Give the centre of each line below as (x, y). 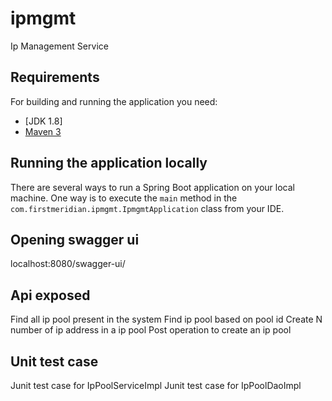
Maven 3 (43, 131)
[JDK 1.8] (43, 121)
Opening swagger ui (75, 239)
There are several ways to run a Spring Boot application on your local (152, 187)
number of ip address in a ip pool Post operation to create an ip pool (151, 330)
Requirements (55, 77)
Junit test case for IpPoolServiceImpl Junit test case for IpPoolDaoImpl (156, 385)
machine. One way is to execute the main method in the (124, 198)
